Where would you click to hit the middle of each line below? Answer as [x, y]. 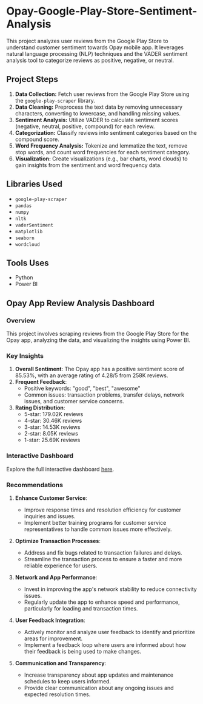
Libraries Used [34, 184]
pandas [23, 206]
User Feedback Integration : [50, 620]
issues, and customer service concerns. [74, 402]
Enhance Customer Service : [51, 498]
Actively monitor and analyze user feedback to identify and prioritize [110, 632]
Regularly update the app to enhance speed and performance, [102, 602]
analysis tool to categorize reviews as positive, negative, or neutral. [90, 60]
